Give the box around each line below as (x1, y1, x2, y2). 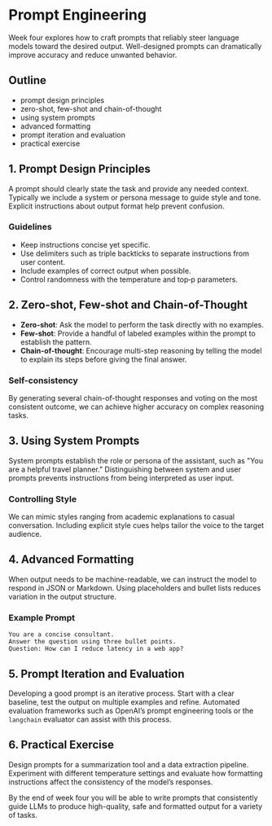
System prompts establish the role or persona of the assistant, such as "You (8, 455, 263, 465)
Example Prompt (8, 612, 76, 623)
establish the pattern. (20, 336, 92, 347)
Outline (8, 73, 46, 87)
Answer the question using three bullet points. (8, 638, 177, 646)
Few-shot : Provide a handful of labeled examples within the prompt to (20, 328, 257, 338)
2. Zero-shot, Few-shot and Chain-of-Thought (8, 298, 248, 312)
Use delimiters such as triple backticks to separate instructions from (20, 248, 250, 258)
